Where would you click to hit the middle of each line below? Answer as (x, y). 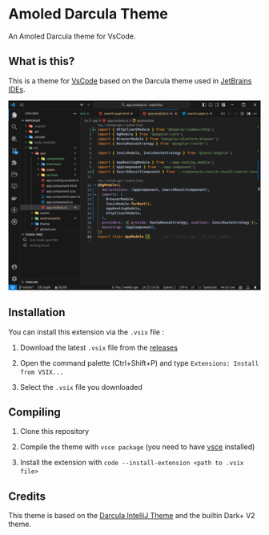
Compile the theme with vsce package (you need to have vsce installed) (137, 447)
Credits (27, 496)
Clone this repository (54, 432)
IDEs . (17, 89)
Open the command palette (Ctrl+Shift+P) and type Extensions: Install (139, 363)
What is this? (42, 61)
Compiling (35, 412)
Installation (37, 312)
